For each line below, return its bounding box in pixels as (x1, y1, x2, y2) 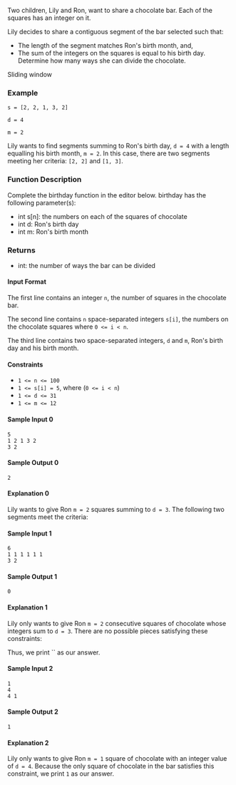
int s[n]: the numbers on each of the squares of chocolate (17, 212, 188, 220)
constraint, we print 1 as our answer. (7, 769, 114, 778)
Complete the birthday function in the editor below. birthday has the (7, 190, 207, 199)
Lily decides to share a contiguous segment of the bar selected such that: (7, 28, 224, 36)
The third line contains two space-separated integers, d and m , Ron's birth (7, 337, 223, 345)
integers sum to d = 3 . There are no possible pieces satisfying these (7, 627, 208, 635)
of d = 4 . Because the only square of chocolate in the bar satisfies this (7, 762, 215, 771)
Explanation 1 (7, 602, 48, 612)
